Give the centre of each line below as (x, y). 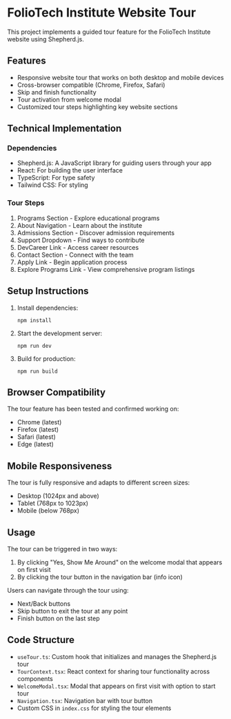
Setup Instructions (48, 291)
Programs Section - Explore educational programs (88, 218)
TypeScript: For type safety (56, 178)
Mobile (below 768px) (48, 511)
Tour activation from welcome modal (69, 99)
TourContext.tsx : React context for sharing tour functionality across (113, 671)
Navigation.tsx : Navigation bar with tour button (85, 700)
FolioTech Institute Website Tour (102, 13)
